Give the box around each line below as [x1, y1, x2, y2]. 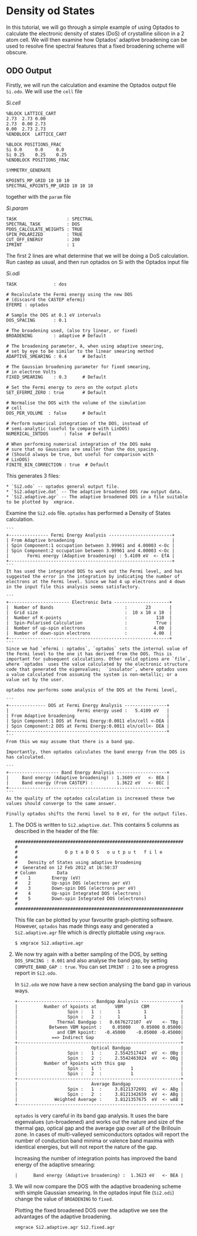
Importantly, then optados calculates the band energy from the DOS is [6, 749, 185, 755]
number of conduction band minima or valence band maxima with [14, 1137, 175, 1144]
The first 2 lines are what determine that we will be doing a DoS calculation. [6, 252, 189, 259]
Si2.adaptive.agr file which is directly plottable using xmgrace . [14, 929, 166, 936]
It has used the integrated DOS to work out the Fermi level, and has [6, 568, 183, 574]
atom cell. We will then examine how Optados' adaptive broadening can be [6, 36, 187, 43]
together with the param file [6, 193, 72, 200]
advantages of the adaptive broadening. [14, 1213, 112, 1220]
